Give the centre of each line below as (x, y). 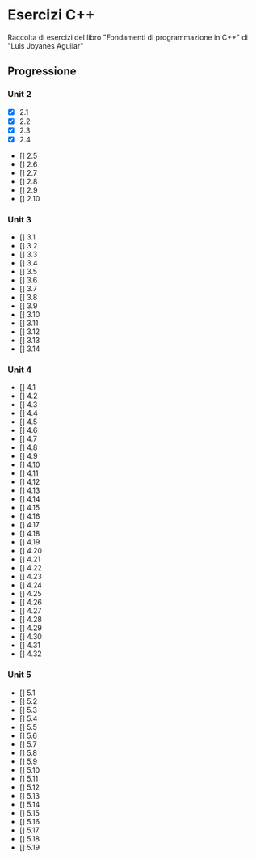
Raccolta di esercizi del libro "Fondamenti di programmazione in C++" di (128, 37)
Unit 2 (19, 95)
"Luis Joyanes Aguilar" (46, 45)
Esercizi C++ (52, 15)
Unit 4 (20, 370)
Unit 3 (20, 219)
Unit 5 (19, 675)
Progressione (42, 72)
